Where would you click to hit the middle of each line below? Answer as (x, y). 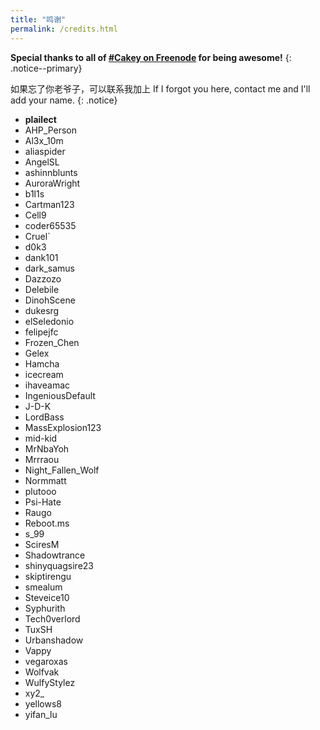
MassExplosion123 (63, 427)
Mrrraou (42, 459)
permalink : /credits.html (64, 29)
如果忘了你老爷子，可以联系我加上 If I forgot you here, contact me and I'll (160, 88)
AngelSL (42, 162)
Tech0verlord (52, 618)
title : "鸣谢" (38, 19)
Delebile (42, 289)
